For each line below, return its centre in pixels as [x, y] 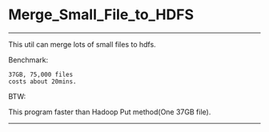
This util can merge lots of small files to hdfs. [82, 44]
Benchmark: [28, 60]
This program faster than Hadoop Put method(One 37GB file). [110, 112]
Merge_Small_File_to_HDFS [101, 15]
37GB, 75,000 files [41, 74]
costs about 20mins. [43, 82]
